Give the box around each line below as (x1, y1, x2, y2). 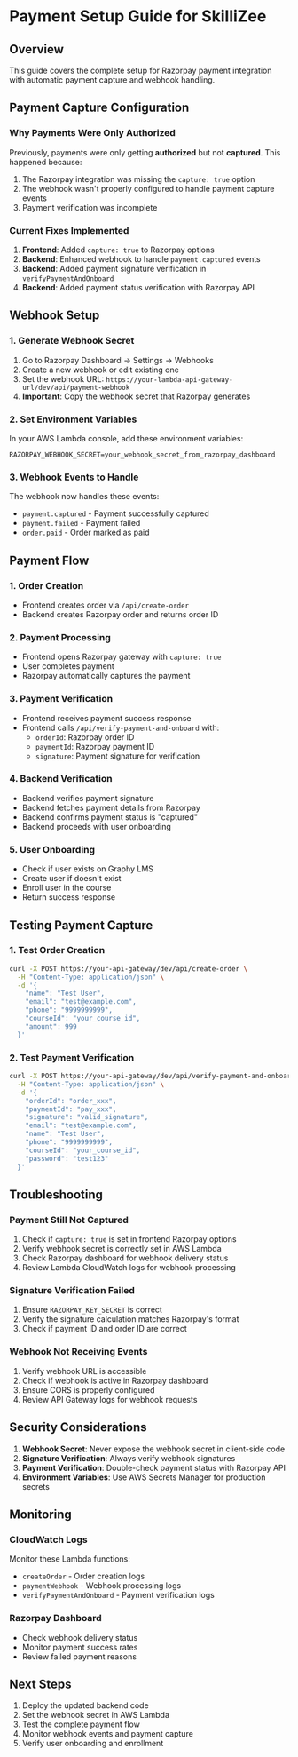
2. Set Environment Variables (9, 413, 137, 425)
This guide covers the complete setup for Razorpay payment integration (9, 65, 272, 76)
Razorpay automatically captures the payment (21, 671, 191, 681)
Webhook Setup (9, 308, 100, 323)
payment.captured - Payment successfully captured (21, 508, 210, 519)
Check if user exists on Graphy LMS (21, 863, 153, 874)
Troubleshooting (9, 1187, 104, 1202)
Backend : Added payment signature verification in (21, 263, 207, 274)
